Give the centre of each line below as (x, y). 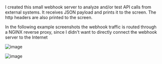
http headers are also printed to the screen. (49, 17)
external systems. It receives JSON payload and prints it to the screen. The (81, 12)
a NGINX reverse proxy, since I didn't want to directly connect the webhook (81, 32)
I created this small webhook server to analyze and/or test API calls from (78, 7)
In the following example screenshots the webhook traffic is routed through (81, 27)
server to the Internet (26, 37)
